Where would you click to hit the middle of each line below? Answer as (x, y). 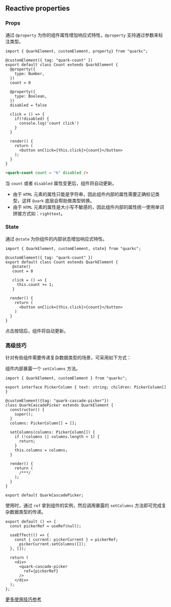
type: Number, (30, 74)
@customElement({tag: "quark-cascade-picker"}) (57, 401)
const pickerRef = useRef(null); (46, 526)
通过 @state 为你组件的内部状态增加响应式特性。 (56, 239)
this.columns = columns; (41, 450)
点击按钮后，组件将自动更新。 (37, 331)
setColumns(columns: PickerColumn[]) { (53, 432)
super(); (24, 414)
